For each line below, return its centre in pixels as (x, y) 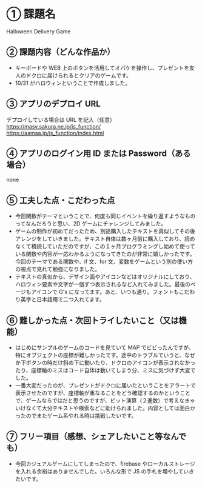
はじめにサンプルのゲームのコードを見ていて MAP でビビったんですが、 (104, 347)
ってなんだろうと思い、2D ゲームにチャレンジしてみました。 (91, 224)
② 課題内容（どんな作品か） (61, 52)
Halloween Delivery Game (39, 31)
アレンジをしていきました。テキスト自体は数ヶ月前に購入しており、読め (105, 239)
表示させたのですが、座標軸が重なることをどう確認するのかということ (103, 393)
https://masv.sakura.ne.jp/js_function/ (54, 126)
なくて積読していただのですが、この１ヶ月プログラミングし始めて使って (105, 246)
